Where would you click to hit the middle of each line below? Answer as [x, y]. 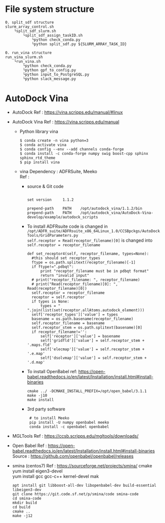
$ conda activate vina [43, 145]
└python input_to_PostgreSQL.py [56, 74]
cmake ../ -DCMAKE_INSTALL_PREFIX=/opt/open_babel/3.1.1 [87, 391]
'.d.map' [36, 362]
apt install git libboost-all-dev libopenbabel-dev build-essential [84, 485]
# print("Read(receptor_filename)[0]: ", [75, 284]
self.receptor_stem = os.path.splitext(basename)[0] [87, 327]
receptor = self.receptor [58, 297]
